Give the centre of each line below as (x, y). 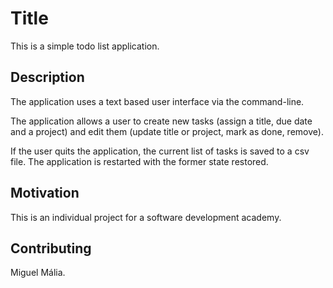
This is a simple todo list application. (85, 46)
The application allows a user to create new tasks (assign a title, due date (161, 121)
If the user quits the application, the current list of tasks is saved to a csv (160, 151)
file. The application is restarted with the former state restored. (139, 161)
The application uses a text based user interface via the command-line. (157, 101)
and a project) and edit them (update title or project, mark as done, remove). (167, 131)
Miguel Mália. (38, 273)
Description (47, 77)
